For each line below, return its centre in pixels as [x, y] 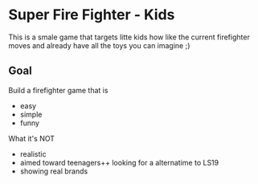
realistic [33, 153]
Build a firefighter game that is [58, 90]
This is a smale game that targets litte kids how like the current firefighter [129, 37]
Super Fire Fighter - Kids [92, 15]
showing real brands [54, 171]
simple [31, 114]
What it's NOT [31, 138]
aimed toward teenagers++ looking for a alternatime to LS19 [119, 162]
